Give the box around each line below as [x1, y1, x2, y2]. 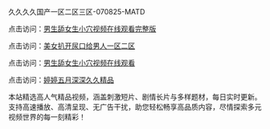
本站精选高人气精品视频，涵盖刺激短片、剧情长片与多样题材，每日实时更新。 [8, 92, 262, 102]
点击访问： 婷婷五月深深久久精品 [8, 75, 114, 84]
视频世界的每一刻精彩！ [8, 112, 86, 122]
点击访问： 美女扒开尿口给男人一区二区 [8, 41, 135, 50]
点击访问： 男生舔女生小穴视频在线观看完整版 [8, 24, 157, 34]
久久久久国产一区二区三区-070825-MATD [8, 7, 145, 16]
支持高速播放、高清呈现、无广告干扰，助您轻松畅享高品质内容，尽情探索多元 [8, 103, 262, 111]
